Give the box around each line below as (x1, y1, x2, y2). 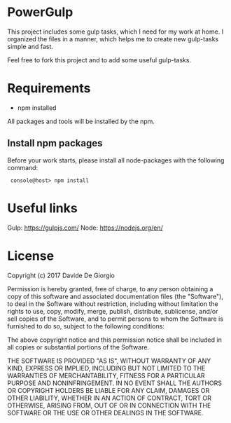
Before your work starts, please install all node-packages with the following (7, 155, 225, 165)
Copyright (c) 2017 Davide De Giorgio (7, 271, 115, 279)
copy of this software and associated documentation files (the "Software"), (7, 292, 224, 300)
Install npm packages (7, 137, 103, 149)
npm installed (17, 103, 57, 112)
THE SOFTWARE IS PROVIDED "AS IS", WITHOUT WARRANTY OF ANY (7, 356, 211, 365)
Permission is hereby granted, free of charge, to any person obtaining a (7, 284, 213, 293)
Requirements (7, 81, 91, 97)
